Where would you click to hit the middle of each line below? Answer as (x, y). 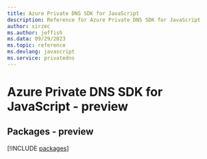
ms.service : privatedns (41, 58)
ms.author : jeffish (35, 33)
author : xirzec (29, 26)
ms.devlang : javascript (41, 52)
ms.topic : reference (37, 45)
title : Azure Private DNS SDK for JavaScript (73, 13)
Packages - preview (50, 132)
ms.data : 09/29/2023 (37, 39)
